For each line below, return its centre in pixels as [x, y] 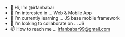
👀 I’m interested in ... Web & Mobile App [51, 13]
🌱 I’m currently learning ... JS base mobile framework [65, 18]
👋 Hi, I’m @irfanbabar [32, 8]
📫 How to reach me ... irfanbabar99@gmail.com [60, 29]
